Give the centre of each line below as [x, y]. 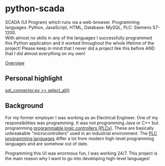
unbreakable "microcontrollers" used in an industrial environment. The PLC [81, 133]
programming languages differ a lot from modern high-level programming [80, 138]
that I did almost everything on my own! [45, 53]
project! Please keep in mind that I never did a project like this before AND [80, 48]
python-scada [35, 9]
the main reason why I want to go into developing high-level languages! [78, 158]
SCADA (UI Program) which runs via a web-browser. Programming [72, 22]
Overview [15, 63]
